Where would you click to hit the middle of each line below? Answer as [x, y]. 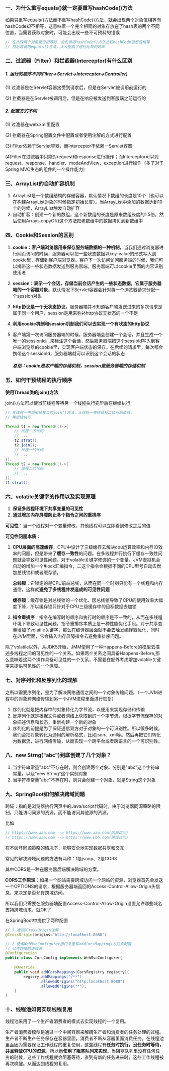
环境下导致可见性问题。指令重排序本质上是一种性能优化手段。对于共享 [85, 624]
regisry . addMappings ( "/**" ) [53, 976]
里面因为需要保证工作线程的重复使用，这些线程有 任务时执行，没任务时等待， [84, 1045]
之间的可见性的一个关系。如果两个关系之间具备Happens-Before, [89, 654]
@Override [25, 967]
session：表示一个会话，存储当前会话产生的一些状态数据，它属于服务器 [87, 283]
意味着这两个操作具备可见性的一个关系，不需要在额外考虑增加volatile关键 [85, 660]
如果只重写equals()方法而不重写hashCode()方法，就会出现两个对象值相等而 [83, 20]
